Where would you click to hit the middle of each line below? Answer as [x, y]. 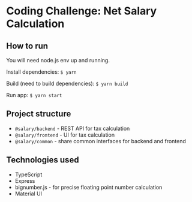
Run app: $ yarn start [34, 95]
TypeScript [28, 174]
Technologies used [43, 160]
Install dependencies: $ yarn [41, 72]
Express [25, 180]
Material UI [28, 194]
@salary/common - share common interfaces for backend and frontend [100, 141]
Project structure [39, 114]
